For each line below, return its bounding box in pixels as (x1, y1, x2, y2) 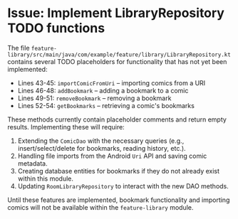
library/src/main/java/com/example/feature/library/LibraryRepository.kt (7, 51, 232, 58)
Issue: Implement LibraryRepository (7, 5, 224, 21)
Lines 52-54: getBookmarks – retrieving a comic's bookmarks (17, 101, 195, 109)
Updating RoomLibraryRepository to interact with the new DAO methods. (17, 181, 229, 190)
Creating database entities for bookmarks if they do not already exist (17, 166, 219, 175)
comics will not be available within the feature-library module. (7, 203, 194, 211)
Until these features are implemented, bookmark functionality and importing (7, 196, 230, 204)
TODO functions (7, 20, 105, 36)
